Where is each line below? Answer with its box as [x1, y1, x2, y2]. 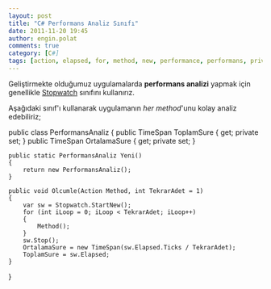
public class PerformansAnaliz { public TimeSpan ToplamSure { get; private [8, 127, 259, 137]
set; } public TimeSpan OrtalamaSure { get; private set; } [8, 136, 196, 145]
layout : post [8, 11, 52, 20]
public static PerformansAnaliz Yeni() [8, 151, 143, 160]
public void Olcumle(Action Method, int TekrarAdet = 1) [8, 186, 204, 195]
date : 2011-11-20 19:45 [8, 27, 89, 35]
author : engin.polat [8, 34, 78, 43]
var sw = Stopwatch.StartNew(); [23, 201, 131, 209]
